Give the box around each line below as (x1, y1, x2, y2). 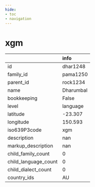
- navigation (5, 16, 32, 21)
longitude (7, 119, 29, 125)
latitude (7, 111, 25, 118)
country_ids (7, 174, 34, 181)
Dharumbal (62, 87, 88, 94)
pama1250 (62, 71, 88, 78)
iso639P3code (7, 126, 42, 133)
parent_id (7, 79, 29, 86)
